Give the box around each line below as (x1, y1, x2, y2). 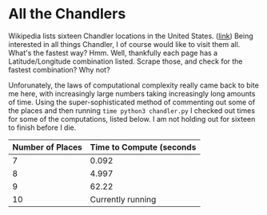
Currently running (90, 193, 157, 205)
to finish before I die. (8, 123, 77, 132)
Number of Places (12, 141, 82, 152)
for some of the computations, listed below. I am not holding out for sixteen (8, 114, 256, 123)
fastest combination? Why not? (8, 64, 110, 74)
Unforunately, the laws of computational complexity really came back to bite (8, 80, 260, 90)
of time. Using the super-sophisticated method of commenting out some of (8, 97, 256, 107)
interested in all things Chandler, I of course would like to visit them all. (8, 39, 241, 49)
